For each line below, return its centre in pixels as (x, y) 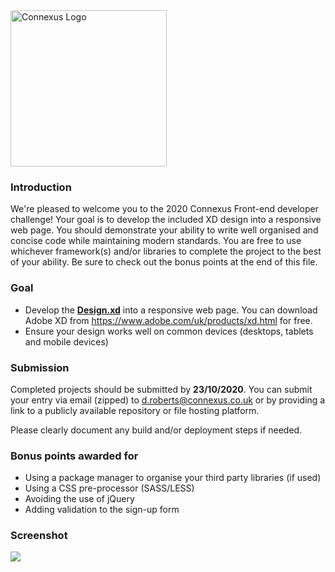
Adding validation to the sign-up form (102, 510)
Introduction (41, 187)
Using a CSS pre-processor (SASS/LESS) (109, 488)
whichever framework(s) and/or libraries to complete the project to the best (166, 251)
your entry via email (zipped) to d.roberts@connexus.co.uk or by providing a (168, 400)
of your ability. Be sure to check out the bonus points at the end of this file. (164, 262)
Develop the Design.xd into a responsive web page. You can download (171, 310)
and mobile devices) (66, 341)
